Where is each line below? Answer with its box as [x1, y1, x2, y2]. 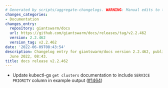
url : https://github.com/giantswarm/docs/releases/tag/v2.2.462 [9, 30, 146, 35]
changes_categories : [5, 12, 48, 17]
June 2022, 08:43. [9, 53, 48, 59]
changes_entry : [5, 21, 37, 26]
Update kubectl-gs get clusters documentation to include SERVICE [12, 72, 150, 78]
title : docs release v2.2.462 [5, 58, 68, 63]
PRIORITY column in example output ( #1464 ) [12, 77, 103, 83]
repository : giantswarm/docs [9, 26, 70, 31]
